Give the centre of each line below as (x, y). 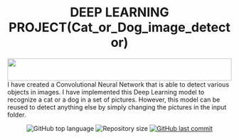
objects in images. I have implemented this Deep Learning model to (106, 92)
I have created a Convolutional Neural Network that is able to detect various (118, 84)
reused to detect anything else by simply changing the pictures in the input (117, 107)
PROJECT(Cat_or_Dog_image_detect (119, 27)
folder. (17, 114)
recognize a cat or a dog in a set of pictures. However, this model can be (114, 99)
